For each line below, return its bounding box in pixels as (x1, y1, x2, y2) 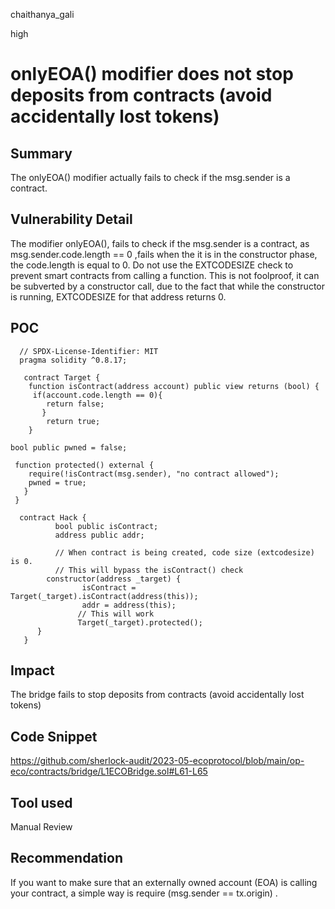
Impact (10, 662, 55, 679)
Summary (10, 145, 73, 162)
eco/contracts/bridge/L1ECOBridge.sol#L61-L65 (10, 765, 208, 778)
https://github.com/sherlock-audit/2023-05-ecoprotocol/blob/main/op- (10, 755, 305, 767)
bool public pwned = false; (10, 442, 128, 453)
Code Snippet (10, 728, 98, 745)
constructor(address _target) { (46, 574, 182, 584)
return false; (46, 399, 105, 409)
